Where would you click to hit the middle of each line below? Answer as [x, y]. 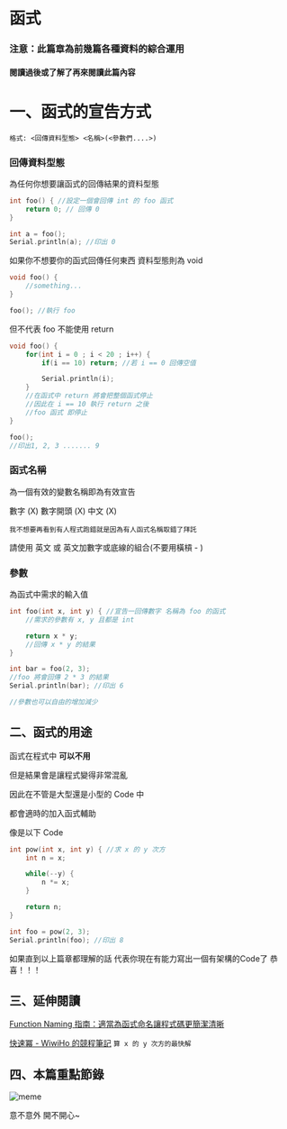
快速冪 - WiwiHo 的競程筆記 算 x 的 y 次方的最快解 [100, 1043]
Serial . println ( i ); [78, 379]
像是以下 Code [36, 832]
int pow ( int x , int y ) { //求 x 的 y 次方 [87, 849]
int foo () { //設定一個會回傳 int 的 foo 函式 [91, 200]
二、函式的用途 [51, 732]
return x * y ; [52, 636]
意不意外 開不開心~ [45, 1115]
